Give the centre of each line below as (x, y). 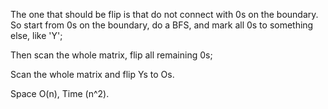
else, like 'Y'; (36, 35)
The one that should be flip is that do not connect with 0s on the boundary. (164, 14)
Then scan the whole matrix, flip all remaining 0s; (111, 55)
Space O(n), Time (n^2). (60, 93)
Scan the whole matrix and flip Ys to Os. (92, 74)
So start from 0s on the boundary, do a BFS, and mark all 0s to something (162, 25)
